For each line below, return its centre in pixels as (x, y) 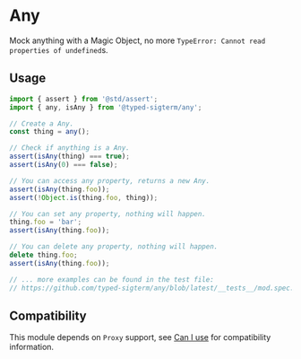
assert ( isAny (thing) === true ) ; (69, 157)
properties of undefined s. (59, 49)
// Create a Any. (42, 123)
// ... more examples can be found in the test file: (112, 279)
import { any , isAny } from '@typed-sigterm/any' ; (106, 107)
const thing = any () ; (50, 132)
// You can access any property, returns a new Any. (110, 180)
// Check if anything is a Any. (69, 148)
